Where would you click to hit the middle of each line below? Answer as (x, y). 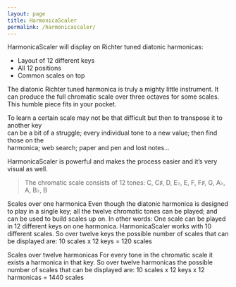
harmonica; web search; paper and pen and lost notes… (89, 148)
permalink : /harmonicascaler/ (52, 27)
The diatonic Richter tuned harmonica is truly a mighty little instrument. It (113, 90)
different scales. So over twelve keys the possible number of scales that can (118, 234)
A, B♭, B (36, 190)
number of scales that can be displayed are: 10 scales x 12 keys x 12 (106, 270)
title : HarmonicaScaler (42, 20)
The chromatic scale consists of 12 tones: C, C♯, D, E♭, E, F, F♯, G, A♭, (125, 183)
